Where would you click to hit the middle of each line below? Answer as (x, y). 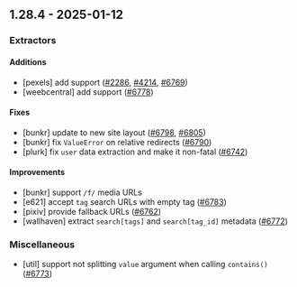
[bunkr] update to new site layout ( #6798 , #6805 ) (114, 132)
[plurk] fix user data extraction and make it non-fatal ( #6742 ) (135, 152)
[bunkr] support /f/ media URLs (82, 192)
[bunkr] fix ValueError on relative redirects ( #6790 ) (117, 142)
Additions (28, 61)
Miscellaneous (42, 245)
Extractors (33, 41)
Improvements (37, 172)
